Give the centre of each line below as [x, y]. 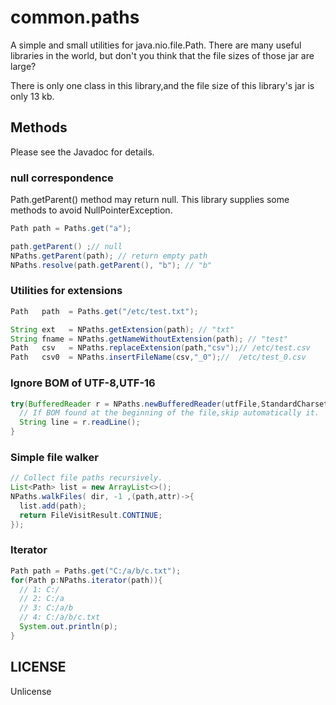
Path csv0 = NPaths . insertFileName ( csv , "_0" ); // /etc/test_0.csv [158, 357]
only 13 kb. [32, 96]
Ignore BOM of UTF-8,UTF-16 [83, 383]
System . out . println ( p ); [68, 627]
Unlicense [31, 691]
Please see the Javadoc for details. [82, 152]
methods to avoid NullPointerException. [91, 210]
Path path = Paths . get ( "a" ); [71, 229]
